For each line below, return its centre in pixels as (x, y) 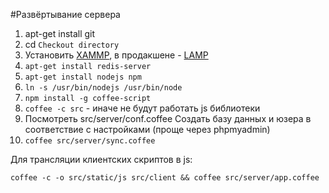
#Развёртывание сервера (65, 14)
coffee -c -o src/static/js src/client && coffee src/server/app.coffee (165, 178)
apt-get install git (60, 33)
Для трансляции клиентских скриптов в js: (101, 159)
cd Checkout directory (72, 44)
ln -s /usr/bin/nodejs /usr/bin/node (103, 88)
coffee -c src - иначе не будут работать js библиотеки (142, 108)
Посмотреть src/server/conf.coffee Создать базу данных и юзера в (168, 118)
